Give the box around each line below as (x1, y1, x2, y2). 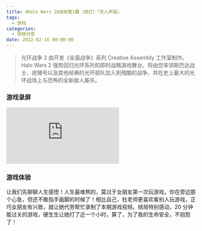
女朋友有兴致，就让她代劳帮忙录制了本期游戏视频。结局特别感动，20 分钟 (11, 203, 194, 211)
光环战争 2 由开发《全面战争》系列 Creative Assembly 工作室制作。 (20, 54, 188, 61)
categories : (6, 25, 36, 32)
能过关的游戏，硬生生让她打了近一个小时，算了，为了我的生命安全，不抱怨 (6, 211, 191, 218)
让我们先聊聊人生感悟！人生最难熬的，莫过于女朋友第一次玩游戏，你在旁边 (6, 188, 191, 196)
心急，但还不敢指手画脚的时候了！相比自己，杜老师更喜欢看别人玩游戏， (11, 196, 191, 203)
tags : (6, 14, 20, 20)
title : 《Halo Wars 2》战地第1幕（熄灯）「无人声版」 (6, 8, 122, 15)
